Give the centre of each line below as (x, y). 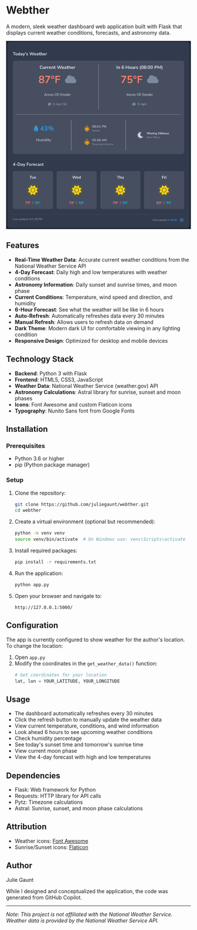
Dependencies (33, 775)
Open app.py (30, 657)
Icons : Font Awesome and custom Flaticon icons (73, 404)
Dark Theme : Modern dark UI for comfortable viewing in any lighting (97, 328)
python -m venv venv (40, 533)
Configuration (32, 625)
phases (23, 398)
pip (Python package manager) (52, 465)
